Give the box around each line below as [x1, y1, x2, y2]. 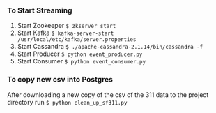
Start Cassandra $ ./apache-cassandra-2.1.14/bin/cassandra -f [17, 43, 203, 51]
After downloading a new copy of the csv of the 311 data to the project [7, 90, 209, 99]
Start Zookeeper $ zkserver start [17, 22, 116, 30]
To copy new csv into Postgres [7, 75, 114, 84]
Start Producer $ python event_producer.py [17, 50, 143, 58]
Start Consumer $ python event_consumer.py [17, 57, 146, 66]
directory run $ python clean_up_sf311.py [7, 98, 128, 106]
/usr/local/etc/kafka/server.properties [17, 36, 137, 43]
